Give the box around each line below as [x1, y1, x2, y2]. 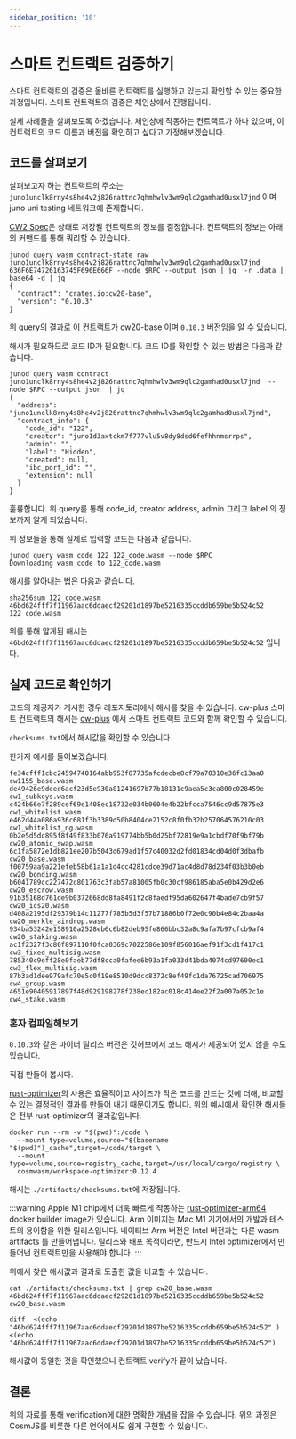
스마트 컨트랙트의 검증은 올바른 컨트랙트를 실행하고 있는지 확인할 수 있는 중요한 [9, 86, 283, 96]
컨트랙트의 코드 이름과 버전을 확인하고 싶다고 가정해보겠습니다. [9, 127, 226, 137]
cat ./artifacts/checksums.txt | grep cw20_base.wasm [9, 1284, 213, 1293]
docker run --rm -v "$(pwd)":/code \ [9, 1128, 149, 1137]
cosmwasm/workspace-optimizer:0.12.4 [17, 1167, 157, 1176]
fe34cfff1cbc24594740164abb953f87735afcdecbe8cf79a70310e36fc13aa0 [9, 769, 265, 778]
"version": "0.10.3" [17, 298, 93, 307]
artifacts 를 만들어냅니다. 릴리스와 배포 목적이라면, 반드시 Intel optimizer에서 [9, 1236, 276, 1247]
